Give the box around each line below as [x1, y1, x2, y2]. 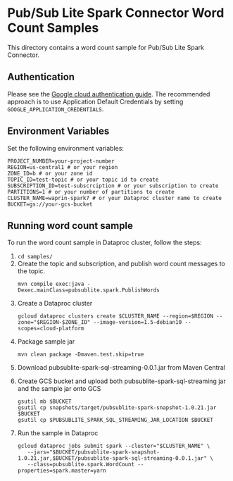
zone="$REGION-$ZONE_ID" [17, 319, 91, 326]
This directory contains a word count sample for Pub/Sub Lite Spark [7, 43, 205, 51]
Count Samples [7, 20, 99, 36]
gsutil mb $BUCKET [17, 398, 72, 406]
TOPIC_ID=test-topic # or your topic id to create [7, 176, 159, 183]
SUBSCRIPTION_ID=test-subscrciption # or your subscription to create [7, 182, 219, 189]
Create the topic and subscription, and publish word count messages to [17, 259, 225, 268]
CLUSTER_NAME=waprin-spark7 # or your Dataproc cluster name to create [7, 194, 222, 201]
